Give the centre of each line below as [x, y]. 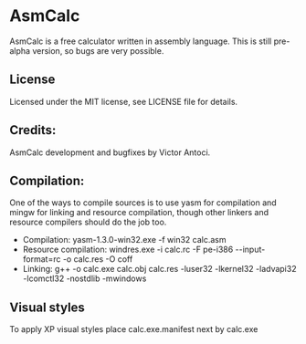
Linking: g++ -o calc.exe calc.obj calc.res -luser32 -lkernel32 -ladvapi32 [159, 269]
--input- [250, 250]
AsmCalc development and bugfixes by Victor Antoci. [110, 152]
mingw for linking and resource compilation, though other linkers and [139, 213]
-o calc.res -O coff [98, 259]
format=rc [42, 259]
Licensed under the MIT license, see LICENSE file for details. [124, 101]
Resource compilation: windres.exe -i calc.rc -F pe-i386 [128, 250]
